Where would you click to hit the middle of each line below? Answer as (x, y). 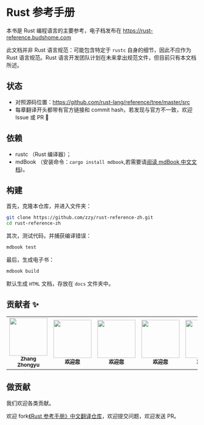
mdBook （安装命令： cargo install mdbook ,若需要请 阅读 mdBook (97, 161)
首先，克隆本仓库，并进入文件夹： (49, 206)
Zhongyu (29, 365)
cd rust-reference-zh (34, 223)
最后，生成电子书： (30, 260)
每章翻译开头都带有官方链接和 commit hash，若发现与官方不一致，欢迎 (104, 110)
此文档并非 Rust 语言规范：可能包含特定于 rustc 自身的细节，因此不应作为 (99, 50)
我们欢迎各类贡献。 (30, 403)
